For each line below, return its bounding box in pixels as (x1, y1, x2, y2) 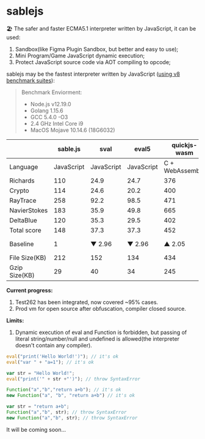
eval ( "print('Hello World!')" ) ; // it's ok (6, 353, 119, 360)
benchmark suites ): (6, 76, 55, 84)
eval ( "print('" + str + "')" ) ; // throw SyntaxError (6, 376, 140, 382)
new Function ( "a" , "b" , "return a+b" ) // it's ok (6, 393, 135, 399)
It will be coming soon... (6, 426, 67, 433)
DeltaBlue (9, 216, 38, 224)
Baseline (9, 239, 34, 248)
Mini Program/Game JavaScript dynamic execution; (15, 52, 145, 59)
